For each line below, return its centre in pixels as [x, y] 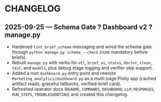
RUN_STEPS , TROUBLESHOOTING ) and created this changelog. [70, 94]
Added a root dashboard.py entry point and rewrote [64, 73]
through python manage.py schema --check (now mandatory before [80, 52]
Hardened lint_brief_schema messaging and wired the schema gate [82, 47]
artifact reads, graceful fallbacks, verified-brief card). [67, 84]
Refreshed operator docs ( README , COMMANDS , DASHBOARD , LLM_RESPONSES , [83, 89]
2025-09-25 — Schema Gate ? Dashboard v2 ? [79, 27]
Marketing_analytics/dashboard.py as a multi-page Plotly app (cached [84, 78]
